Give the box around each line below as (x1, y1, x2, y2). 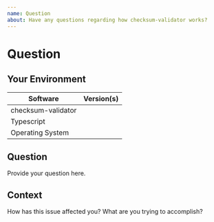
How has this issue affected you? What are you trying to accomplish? (7, 208, 203, 216)
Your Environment (7, 74, 86, 85)
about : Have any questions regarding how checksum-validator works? (7, 16, 208, 23)
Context (7, 189, 43, 201)
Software (28, 93, 59, 103)
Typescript (10, 116, 46, 126)
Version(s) (83, 93, 119, 103)
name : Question (7, 10, 51, 17)
